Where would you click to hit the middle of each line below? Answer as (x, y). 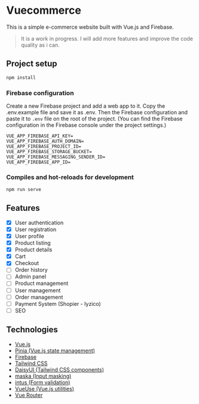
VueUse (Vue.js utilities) (45, 388)
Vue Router (29, 395)
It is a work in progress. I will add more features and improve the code (107, 38)
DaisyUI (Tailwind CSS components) (59, 369)
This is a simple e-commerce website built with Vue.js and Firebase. (90, 27)
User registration (36, 229)
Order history (31, 270)
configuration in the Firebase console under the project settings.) (86, 125)
